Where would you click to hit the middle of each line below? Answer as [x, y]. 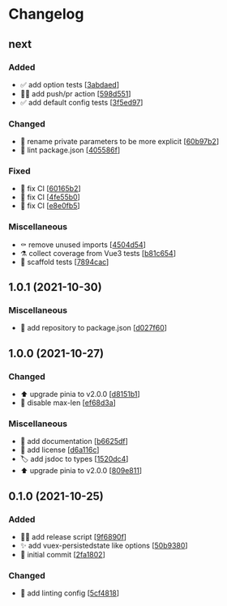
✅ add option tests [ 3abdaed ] [70, 84]
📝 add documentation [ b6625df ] [74, 442]
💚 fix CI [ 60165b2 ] [50, 189]
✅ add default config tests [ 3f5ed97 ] [81, 102]
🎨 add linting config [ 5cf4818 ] [70, 593]
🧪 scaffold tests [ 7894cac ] [64, 262]
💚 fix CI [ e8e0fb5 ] [50, 206]
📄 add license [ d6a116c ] [60, 450]
